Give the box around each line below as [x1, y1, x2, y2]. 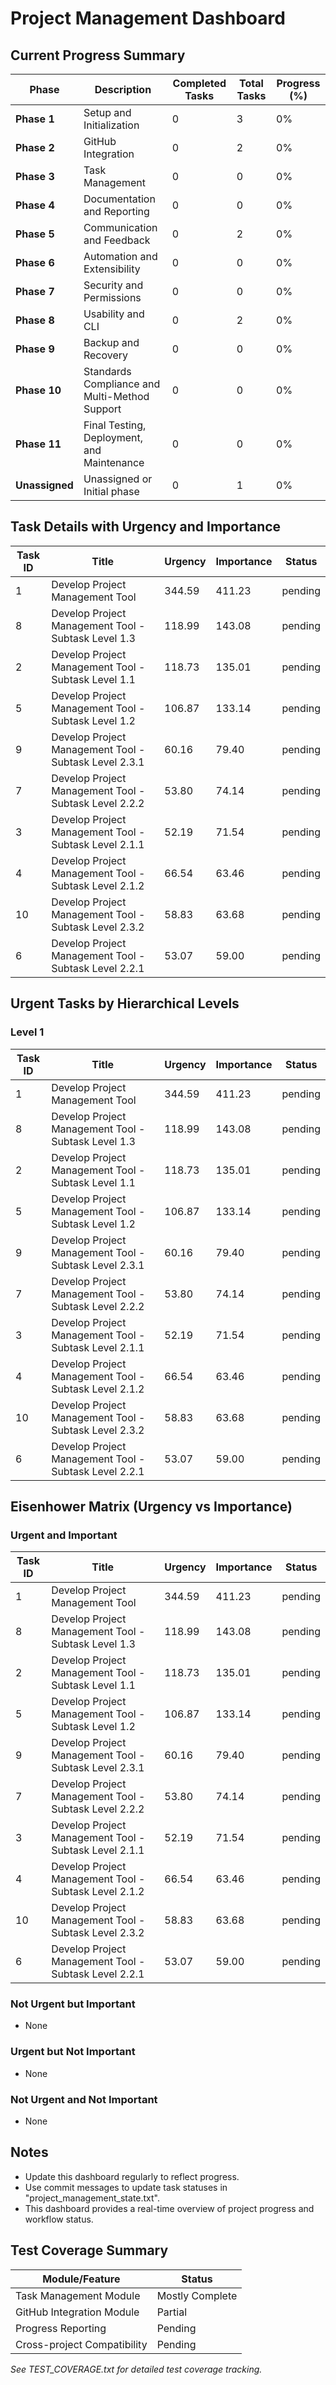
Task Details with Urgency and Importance [10, 518, 282, 536]
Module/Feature [42, 2272, 121, 2286]
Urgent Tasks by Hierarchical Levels [10, 995, 240, 1012]
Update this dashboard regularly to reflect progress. [24, 2170, 240, 2182]
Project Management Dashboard [10, 7, 286, 30]
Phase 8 [15, 313, 55, 327]
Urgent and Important [10, 1528, 118, 1542]
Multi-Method [83, 390, 150, 403]
